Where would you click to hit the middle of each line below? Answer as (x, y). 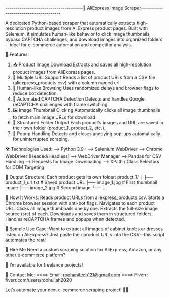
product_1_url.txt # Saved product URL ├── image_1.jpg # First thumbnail (81, 182)
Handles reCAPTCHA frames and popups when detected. (65, 219)
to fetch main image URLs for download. (55, 117)
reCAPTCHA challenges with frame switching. (61, 104)
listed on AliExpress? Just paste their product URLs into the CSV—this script (85, 234)
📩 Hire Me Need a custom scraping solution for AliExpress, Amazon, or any (83, 250)
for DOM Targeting (25, 167)
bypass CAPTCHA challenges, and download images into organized (76, 39)
